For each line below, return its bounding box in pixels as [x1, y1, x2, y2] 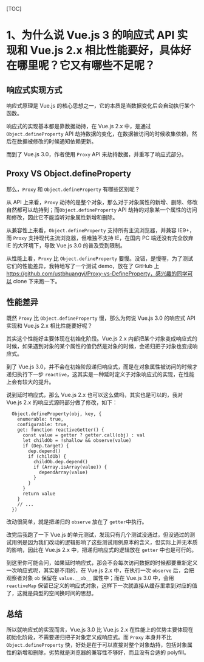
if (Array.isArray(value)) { [33, 464, 107, 470]
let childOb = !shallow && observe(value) [22, 437, 132, 443]
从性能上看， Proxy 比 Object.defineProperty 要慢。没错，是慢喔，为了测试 [6, 255, 193, 262]
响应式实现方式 [6, 84, 63, 95]
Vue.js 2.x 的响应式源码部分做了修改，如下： [6, 398, 118, 406]
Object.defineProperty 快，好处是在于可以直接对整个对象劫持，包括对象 [6, 641, 188, 649]
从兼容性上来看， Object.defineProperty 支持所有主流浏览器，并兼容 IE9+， [6, 226, 195, 233]
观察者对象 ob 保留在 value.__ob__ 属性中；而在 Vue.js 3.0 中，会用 [6, 574, 174, 581]
